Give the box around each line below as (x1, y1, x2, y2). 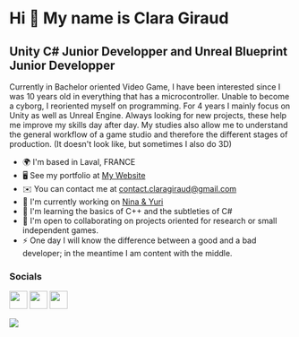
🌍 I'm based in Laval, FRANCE (21, 157, 136, 167)
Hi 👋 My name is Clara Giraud (9, 8, 229, 29)
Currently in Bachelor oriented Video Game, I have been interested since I (9, 82, 281, 92)
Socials (9, 270, 42, 282)
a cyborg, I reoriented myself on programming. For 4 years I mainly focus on (9, 100, 291, 111)
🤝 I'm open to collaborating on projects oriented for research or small (21, 215, 278, 226)
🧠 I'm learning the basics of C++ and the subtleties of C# (21, 206, 233, 216)
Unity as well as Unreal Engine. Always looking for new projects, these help (9, 110, 287, 120)
